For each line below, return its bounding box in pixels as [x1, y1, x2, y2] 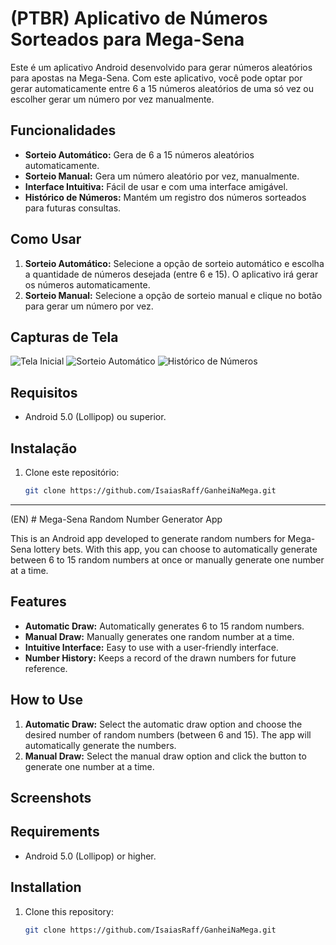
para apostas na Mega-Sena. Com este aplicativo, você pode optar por [10, 72, 303, 84]
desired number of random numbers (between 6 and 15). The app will [24, 728, 312, 741]
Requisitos [10, 384, 78, 401]
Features [10, 593, 67, 611]
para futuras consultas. [24, 202, 122, 214]
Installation [10, 879, 82, 896]
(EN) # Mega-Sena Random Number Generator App [10, 513, 223, 525]
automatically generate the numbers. [24, 739, 177, 751]
